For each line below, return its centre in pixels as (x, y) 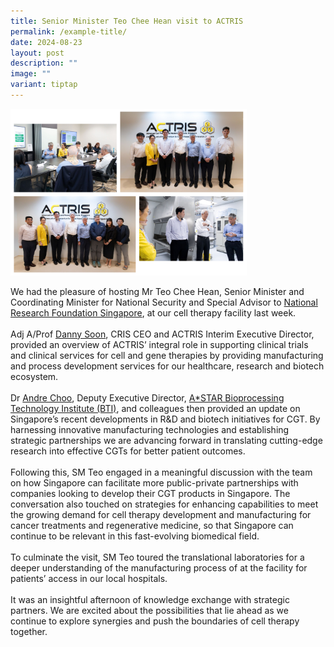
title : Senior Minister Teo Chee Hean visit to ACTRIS (127, 21)
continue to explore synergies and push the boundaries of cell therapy (155, 621)
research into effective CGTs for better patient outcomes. (128, 451)
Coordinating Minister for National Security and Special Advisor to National (164, 302)
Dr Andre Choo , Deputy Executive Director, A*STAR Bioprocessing (147, 397)
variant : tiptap (44, 85)
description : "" (44, 63)
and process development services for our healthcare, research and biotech (167, 366)
